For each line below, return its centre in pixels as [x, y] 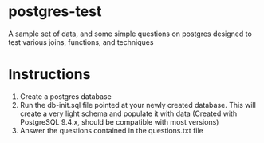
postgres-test [55, 12]
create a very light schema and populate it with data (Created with [128, 113]
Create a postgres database [65, 96]
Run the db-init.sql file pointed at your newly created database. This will [138, 105]
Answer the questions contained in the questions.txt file [111, 130]
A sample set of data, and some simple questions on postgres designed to [130, 34]
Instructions [49, 75]
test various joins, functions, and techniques [81, 42]
